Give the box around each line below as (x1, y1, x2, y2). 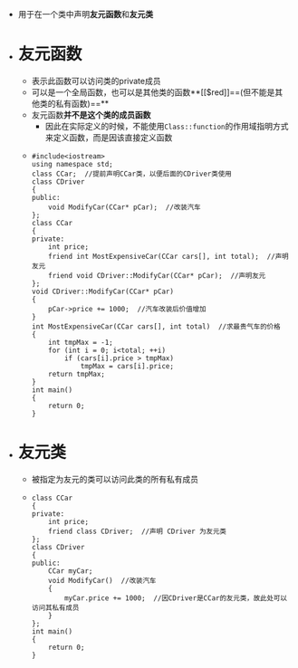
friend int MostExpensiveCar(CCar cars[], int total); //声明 (48, 252, 289, 261)
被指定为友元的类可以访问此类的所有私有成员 (31, 473, 199, 484)
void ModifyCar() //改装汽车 (48, 576, 157, 585)
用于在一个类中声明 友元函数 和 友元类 (17, 9, 154, 19)
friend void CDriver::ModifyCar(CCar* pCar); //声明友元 (48, 271, 266, 280)
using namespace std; (31, 159, 113, 168)
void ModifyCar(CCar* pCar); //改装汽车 (48, 203, 201, 212)
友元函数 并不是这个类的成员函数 (31, 109, 151, 120)
